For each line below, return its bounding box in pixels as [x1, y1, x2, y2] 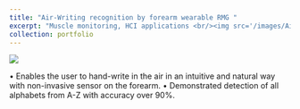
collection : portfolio [9, 29, 94, 38]
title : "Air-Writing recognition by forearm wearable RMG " [9, 13, 238, 22]
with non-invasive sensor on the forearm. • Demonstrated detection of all [9, 80, 279, 91]
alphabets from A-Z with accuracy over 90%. [9, 90, 176, 101]
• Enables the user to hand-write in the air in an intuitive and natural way [9, 71, 276, 81]
